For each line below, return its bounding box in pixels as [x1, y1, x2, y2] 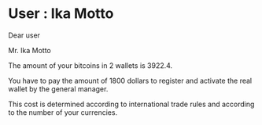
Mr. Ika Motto [8, 45, 51, 55]
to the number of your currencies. [8, 107, 118, 117]
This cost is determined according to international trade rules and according [8, 99, 255, 109]
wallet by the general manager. [8, 84, 109, 94]
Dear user [8, 30, 41, 40]
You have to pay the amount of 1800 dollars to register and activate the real [8, 76, 253, 85]
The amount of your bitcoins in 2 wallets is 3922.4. [8, 60, 173, 70]
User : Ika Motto [8, 5, 114, 23]
